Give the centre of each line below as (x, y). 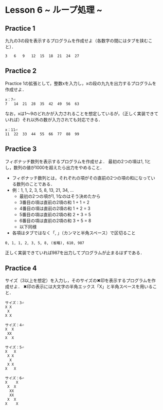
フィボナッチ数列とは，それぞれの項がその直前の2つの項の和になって (81, 178)
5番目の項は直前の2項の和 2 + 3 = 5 (55, 214)
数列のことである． (36, 184)
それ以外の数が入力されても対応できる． (62, 120)
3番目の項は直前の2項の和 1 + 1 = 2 (54, 202)
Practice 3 (21, 149)
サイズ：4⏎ (15, 325)
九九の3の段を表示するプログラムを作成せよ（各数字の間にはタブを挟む (77, 41)
